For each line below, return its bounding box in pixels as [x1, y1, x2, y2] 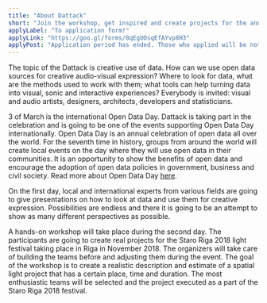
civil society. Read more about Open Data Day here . [8, 171, 177, 181]
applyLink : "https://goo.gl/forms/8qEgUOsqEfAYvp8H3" [8, 33, 191, 42]
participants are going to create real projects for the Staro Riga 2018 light [8, 236, 247, 245]
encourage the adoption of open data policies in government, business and [8, 163, 254, 172]
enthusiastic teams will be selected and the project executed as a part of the [8, 278, 258, 287]
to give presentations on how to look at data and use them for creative [8, 195, 238, 205]
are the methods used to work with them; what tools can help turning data [8, 80, 250, 90]
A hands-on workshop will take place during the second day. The [8, 227, 222, 236]
